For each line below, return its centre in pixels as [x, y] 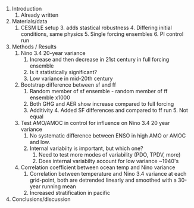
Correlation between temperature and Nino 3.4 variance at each [108, 174]
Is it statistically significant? [63, 72]
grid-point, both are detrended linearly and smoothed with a [103, 180]
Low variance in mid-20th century [71, 78]
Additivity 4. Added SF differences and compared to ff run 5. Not [109, 110]
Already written [39, 15]
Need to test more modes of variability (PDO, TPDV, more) [109, 155]
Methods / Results [34, 47]
